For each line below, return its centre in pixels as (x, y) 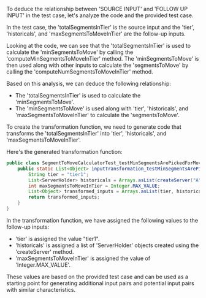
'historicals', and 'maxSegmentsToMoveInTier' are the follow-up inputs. (96, 34)
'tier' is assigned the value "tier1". (57, 239)
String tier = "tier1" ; (59, 174)
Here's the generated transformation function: (64, 152)
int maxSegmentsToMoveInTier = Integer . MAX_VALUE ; (94, 186)
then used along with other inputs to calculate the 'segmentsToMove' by (97, 65)
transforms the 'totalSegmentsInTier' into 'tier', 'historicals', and (86, 133)
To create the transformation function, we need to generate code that (94, 127)
